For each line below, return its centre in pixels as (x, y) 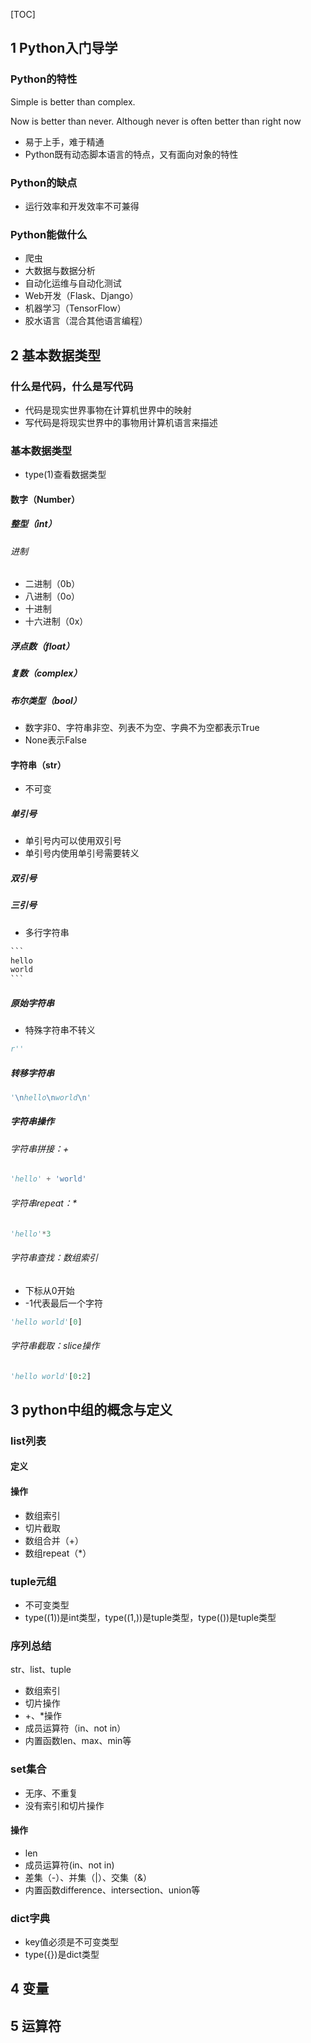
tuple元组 (33, 1581)
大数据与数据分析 (60, 271)
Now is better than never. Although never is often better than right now (156, 121)
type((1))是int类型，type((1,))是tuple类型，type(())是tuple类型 (150, 1617)
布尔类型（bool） (46, 700)
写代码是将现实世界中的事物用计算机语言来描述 (121, 422)
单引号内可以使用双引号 (73, 841)
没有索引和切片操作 (64, 1805)
